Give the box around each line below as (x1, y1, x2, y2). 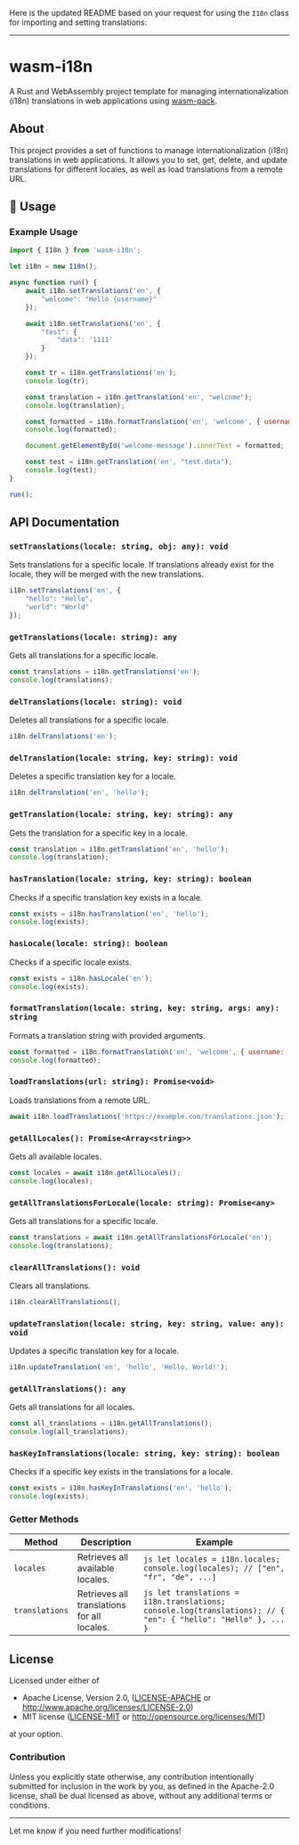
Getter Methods (9, 1514, 79, 1526)
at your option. (9, 1728, 63, 1740)
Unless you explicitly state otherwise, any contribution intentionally (9, 1771, 255, 1782)
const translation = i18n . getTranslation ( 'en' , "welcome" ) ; (25, 392, 253, 402)
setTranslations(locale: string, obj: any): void (9, 542, 229, 551)
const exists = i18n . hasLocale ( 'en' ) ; (9, 974, 153, 983)
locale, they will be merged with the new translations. (9, 569, 205, 580)
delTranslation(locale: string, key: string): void (9, 753, 238, 763)
